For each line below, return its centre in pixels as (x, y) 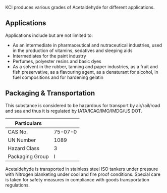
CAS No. (18, 132)
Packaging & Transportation (50, 93)
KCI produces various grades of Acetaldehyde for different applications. (80, 7)
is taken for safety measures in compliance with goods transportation (77, 179)
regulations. (18, 185)
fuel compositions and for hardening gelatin (58, 77)
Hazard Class (23, 148)
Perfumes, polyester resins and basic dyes (57, 61)
